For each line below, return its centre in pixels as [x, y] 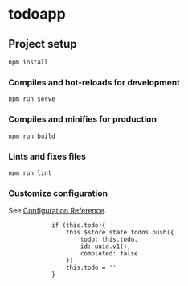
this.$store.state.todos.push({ [120, 233]
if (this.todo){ [78, 226]
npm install [28, 62]
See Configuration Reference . [57, 211]
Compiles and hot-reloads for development [94, 82]
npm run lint [30, 173]
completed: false [109, 254]
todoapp [37, 14]
